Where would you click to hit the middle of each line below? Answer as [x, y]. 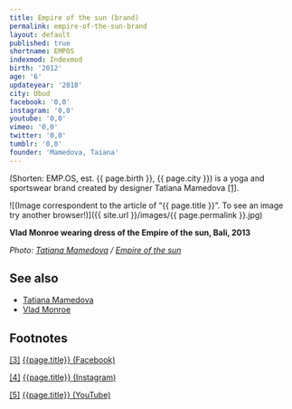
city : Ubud [30, 93]
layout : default [40, 34]
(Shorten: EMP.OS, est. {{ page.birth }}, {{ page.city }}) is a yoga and [137, 178]
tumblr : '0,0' [36, 144]
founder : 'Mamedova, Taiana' [64, 152]
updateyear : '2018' [46, 85]
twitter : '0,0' [38, 136]
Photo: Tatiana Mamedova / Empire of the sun [95, 250]
